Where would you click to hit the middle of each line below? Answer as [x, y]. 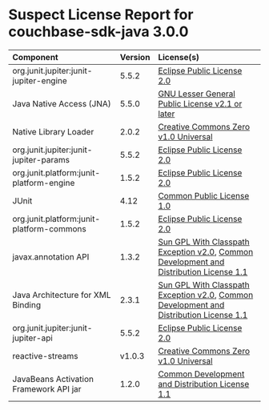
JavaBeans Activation [53, 379]
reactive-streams [45, 356]
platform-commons [49, 228]
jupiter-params [41, 159]
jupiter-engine [40, 80]
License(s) [179, 57]
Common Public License [204, 195]
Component [35, 57]
